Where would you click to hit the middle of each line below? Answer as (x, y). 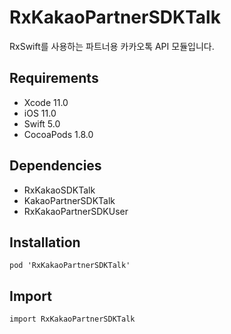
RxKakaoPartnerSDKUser (76, 211)
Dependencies (55, 166)
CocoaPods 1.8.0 (58, 134)
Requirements (54, 78)
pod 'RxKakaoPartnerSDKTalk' (70, 266)
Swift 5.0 (42, 123)
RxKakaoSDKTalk (59, 190)
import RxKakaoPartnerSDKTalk (72, 319)
